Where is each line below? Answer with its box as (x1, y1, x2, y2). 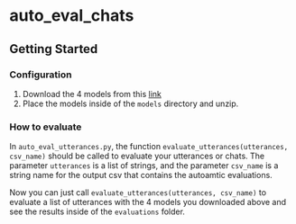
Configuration (9, 68, 72, 81)
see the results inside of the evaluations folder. (9, 206, 185, 217)
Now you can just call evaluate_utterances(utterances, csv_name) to (9, 187, 267, 198)
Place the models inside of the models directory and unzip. (22, 98, 239, 109)
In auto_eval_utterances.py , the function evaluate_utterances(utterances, (9, 141, 289, 152)
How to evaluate (9, 121, 82, 133)
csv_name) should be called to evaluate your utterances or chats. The (9, 150, 264, 162)
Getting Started (9, 41, 98, 57)
